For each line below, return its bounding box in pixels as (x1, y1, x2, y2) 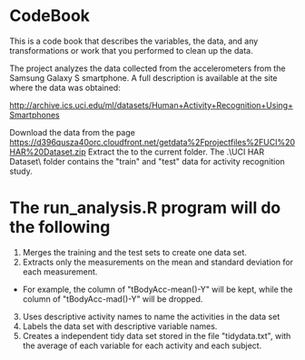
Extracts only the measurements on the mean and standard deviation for (22, 256, 293, 267)
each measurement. (22, 265, 98, 277)
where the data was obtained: (9, 82, 121, 93)
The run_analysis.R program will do (9, 197, 281, 218)
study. (9, 165, 34, 176)
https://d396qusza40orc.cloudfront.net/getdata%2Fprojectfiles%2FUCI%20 (9, 136, 296, 147)
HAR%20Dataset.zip (9, 146, 86, 157)
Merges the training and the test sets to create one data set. (22, 246, 247, 257)
